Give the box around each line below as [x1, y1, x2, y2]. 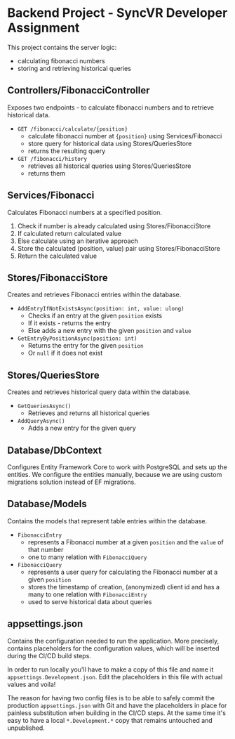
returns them [27, 169, 66, 177]
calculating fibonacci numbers [17, 56, 105, 65]
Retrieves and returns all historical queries [27, 409, 150, 417]
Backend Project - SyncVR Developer [7, 5, 228, 21]
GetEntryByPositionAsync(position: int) [17, 335, 137, 342]
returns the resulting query [27, 146, 106, 155]
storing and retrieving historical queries [17, 64, 132, 72]
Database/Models [7, 498, 88, 510]
